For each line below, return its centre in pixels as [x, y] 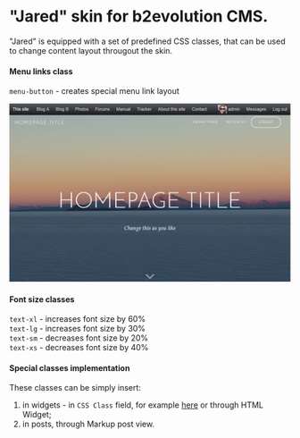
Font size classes [42, 299]
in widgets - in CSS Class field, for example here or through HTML [142, 405]
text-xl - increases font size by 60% [77, 319]
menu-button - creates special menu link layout [95, 91]
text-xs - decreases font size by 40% [79, 348]
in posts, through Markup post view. [88, 424]
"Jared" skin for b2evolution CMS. [139, 17]
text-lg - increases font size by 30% [77, 329]
